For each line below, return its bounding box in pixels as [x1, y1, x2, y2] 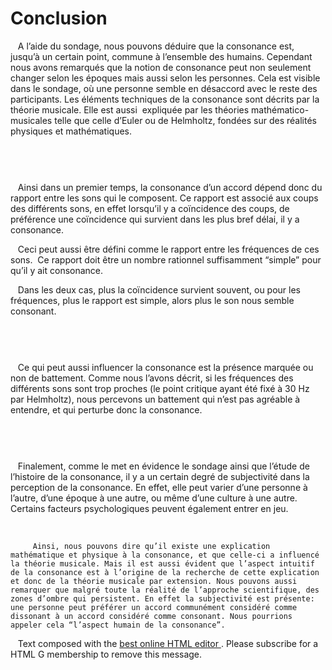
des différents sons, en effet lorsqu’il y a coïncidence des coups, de [10, 202, 290, 214]
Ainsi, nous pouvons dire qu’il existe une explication [32, 541, 271, 551]
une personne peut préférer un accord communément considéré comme [10, 602, 298, 612]
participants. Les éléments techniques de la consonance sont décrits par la [10, 93, 320, 105]
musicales [10, 114, 53, 126]
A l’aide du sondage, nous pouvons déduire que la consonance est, [17, 40, 295, 52]
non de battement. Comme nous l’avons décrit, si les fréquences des [10, 372, 294, 384]
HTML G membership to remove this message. [10, 648, 203, 660]
